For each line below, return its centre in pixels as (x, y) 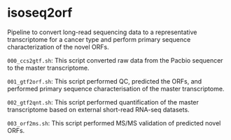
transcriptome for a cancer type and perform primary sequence (99, 39)
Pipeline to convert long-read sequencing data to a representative (102, 32)
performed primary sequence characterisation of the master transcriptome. (116, 88)
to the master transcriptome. (48, 68)
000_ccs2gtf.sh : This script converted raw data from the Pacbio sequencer (115, 60)
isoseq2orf (40, 13)
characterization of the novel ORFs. (58, 47)
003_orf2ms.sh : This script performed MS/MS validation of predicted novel (114, 123)
